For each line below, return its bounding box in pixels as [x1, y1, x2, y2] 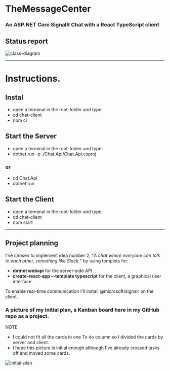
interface [12, 278, 32, 284]
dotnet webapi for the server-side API [12, 267, 93, 274]
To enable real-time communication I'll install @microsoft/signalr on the [5, 288, 154, 294]
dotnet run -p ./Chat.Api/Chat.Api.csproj [12, 151, 97, 157]
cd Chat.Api [12, 175, 37, 181]
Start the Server [5, 132, 57, 141]
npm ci [12, 117, 27, 123]
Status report [5, 37, 48, 46]
